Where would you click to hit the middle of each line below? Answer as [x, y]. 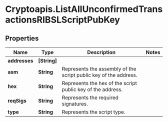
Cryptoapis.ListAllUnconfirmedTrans [84, 9]
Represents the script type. [93, 112]
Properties [22, 38]
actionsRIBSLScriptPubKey [62, 20]
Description [101, 52]
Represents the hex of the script [99, 83]
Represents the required [90, 97]
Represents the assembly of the [99, 69]
